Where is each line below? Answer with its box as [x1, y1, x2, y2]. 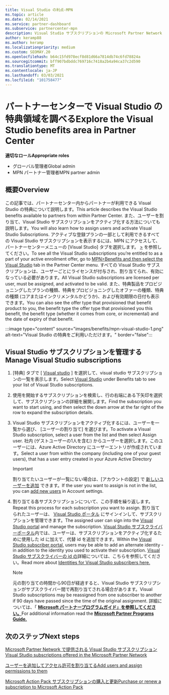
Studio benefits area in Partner [5, 124, 136, 136]
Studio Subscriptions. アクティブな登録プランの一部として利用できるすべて [5, 231, 160, 237]
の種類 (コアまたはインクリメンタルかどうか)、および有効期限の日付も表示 [5, 293, 160, 299]
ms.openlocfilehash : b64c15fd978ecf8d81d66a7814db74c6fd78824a [5, 54, 141, 59]
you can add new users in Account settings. [12, 488, 104, 494]
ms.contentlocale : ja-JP [5, 68, 57, 73]
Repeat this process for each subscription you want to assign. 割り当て [12, 505, 160, 511]
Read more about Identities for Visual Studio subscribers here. [21, 560, 150, 566]
